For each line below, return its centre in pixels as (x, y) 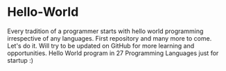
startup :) (20, 60)
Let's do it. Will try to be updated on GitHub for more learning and (101, 45)
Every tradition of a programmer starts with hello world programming (105, 31)
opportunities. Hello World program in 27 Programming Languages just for (113, 53)
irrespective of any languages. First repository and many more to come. (110, 38)
